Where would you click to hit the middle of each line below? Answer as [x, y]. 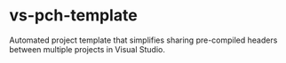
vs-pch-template [73, 16]
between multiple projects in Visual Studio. [87, 49]
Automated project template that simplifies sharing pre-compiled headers [143, 40]
